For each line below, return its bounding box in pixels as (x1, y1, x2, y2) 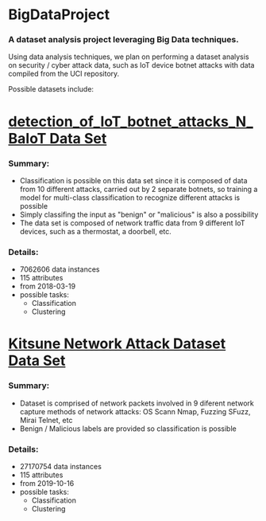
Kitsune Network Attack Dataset (8, 335, 226, 353)
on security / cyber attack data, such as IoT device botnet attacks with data (8, 61, 255, 70)
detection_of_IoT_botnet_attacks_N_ (8, 112, 254, 131)
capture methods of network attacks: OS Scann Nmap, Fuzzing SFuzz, (19, 406, 251, 416)
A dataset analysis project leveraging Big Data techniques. (8, 34, 240, 45)
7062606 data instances (19, 264, 100, 274)
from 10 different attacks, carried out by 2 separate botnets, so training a (19, 184, 258, 194)
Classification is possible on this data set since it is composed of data (19, 175, 248, 185)
